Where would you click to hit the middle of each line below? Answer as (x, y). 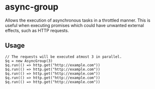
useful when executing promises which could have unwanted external (74, 25)
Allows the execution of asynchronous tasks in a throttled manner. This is (78, 20)
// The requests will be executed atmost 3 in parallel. (63, 57)
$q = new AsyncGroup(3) (29, 61)
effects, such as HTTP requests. (37, 30)
